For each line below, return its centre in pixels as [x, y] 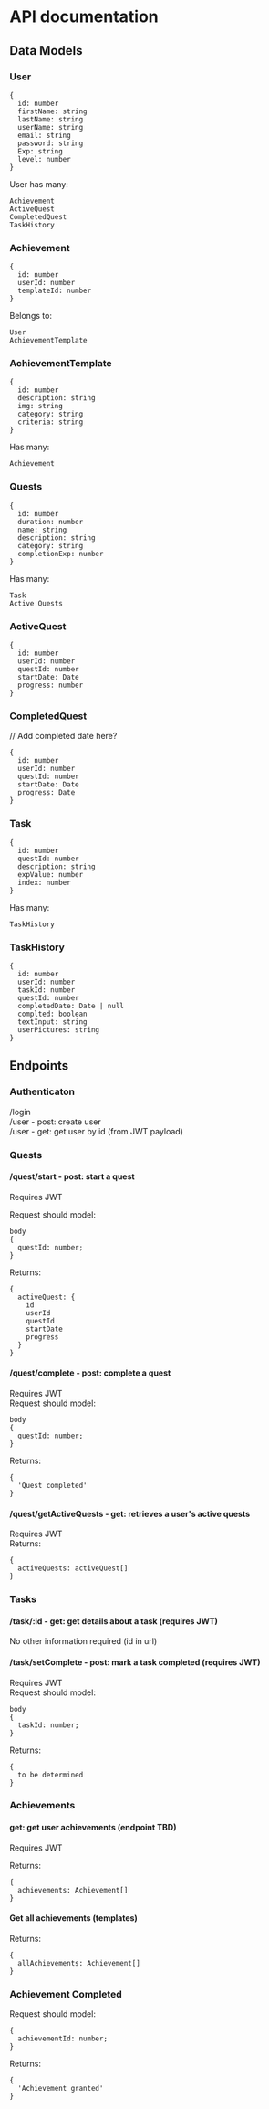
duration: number [51, 522]
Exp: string [41, 151]
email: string [44, 135]
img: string [41, 406]
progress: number [51, 685]
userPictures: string [59, 1029]
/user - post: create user [56, 1122]
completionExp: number [61, 554]
